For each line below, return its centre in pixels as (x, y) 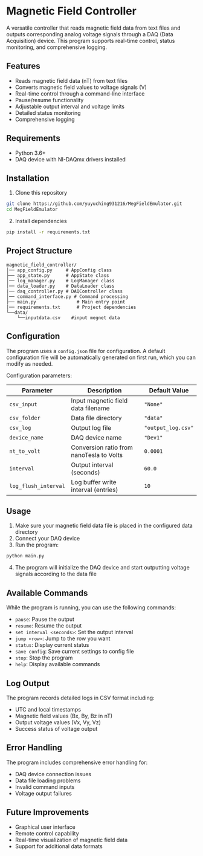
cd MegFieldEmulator (32, 210)
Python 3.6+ (31, 153)
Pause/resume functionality (49, 100)
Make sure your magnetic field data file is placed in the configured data (104, 526)
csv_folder (25, 418)
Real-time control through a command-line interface (80, 93)
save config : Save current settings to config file (74, 652)
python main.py (25, 556)
